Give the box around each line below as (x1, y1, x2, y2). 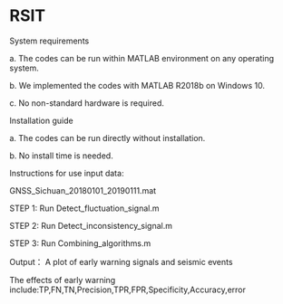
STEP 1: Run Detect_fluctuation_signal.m (9, 203, 161, 214)
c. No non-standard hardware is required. (9, 97, 165, 109)
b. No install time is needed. (9, 150, 113, 161)
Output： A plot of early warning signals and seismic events (9, 256, 233, 267)
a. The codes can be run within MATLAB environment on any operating (9, 52, 275, 63)
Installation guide (9, 115, 74, 126)
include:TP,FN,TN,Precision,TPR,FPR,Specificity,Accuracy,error (9, 284, 247, 295)
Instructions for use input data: (9, 167, 124, 178)
